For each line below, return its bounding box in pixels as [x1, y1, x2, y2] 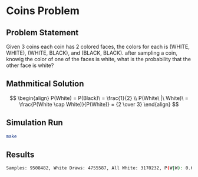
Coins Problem [6, 4, 80, 18]
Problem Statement [6, 28, 79, 38]
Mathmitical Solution [6, 79, 84, 89]
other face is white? [6, 62, 54, 69]
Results [6, 149, 35, 159]
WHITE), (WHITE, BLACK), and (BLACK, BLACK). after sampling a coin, [6, 49, 178, 56]
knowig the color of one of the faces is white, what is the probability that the [6, 56, 192, 62]
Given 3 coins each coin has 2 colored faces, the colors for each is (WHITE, [6, 43, 190, 50]
